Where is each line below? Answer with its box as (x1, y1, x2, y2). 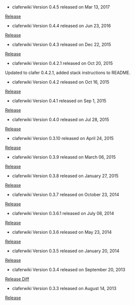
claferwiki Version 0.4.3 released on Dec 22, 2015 (12, 42, 111, 47)
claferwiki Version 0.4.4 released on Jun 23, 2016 (12, 23, 111, 29)
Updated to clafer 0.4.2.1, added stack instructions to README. (5, 70, 131, 76)
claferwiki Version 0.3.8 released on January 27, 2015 (12, 173, 119, 179)
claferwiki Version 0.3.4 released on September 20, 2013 (12, 267, 126, 273)
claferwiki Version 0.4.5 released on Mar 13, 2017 (12, 4, 110, 10)
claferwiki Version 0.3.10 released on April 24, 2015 (12, 136, 114, 141)
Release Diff (5, 276, 30, 282)
